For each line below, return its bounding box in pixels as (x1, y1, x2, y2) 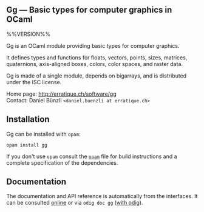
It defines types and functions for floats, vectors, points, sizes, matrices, (6, 54, 188, 61)
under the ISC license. (6, 78, 62, 85)
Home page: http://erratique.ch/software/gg (6, 90, 117, 98)
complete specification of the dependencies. (6, 159, 118, 166)
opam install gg (6, 142, 47, 148)
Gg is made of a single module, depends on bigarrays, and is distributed (6, 72, 187, 79)
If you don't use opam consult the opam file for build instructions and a (6, 153, 177, 160)
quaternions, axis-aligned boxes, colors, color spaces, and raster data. (6, 60, 183, 67)
